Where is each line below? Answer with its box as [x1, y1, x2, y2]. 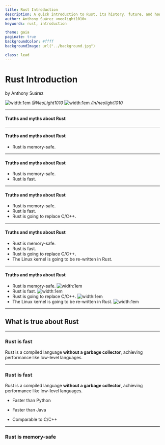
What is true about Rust [5, 318, 79, 326]
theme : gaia [5, 30, 29, 35]
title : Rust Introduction [5, 7, 58, 12]
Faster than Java [12, 407, 47, 413]
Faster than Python [12, 398, 51, 404]
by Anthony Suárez [5, 90, 44, 96]
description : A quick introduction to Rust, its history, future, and [5, 12, 153, 17]
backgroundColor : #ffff [5, 39, 54, 44]
